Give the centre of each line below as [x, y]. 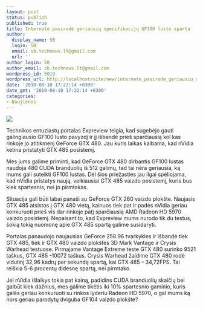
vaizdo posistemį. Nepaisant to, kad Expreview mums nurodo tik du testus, [99, 218]
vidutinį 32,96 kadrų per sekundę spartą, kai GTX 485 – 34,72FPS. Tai [93, 262]
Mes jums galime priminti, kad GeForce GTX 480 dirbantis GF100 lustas [95, 161]
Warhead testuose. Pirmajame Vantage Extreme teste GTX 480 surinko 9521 [101, 249]
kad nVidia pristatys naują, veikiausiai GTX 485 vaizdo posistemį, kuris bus [99, 181]
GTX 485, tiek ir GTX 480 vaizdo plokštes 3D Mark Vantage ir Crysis [91, 242]
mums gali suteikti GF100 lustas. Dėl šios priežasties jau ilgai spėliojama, [96, 174]
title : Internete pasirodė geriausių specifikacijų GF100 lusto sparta [98, 29]
